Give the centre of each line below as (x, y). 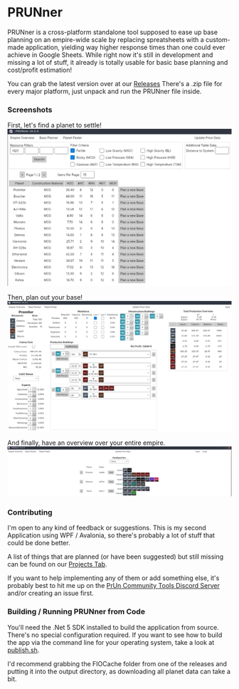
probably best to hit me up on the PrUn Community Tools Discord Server (114, 586)
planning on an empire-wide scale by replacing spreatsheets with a (106, 39)
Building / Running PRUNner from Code (76, 611)
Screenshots (30, 110)
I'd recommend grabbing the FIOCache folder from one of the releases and (117, 663)
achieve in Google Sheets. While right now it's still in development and (110, 55)
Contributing (30, 512)
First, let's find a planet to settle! (54, 125)
